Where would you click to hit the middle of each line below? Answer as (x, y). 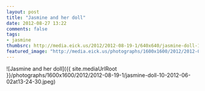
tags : (13, 35)
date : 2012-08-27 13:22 (37, 23)
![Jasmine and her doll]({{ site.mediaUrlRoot (62, 69)
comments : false (27, 29)
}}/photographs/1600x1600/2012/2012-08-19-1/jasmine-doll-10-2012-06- (99, 75)
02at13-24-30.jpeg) (31, 81)
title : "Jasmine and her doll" (46, 18)
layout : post (23, 12)
